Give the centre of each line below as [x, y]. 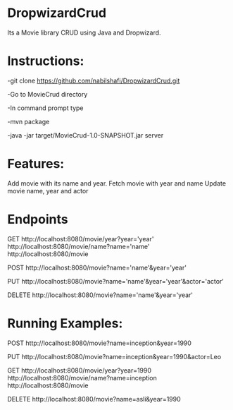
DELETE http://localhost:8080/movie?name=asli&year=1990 [94, 399]
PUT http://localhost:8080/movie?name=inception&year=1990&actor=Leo [114, 356]
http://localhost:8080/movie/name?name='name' [78, 246]
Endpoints [38, 219]
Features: [36, 164]
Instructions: [46, 61]
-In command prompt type [45, 108]
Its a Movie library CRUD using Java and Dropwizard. [84, 32]
